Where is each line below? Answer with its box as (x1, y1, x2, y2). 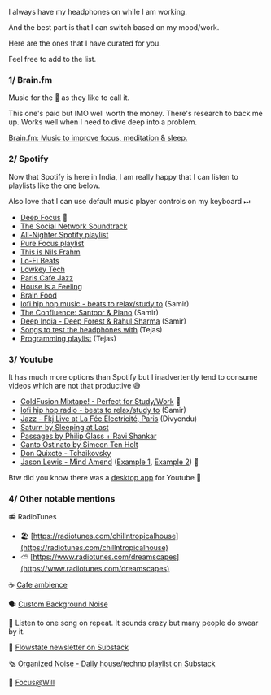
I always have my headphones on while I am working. (8, 7, 187, 16)
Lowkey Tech (20, 264, 65, 274)
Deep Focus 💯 (20, 212, 68, 222)
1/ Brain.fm (8, 74, 53, 85)
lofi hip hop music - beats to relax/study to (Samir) (20, 298, 190, 308)
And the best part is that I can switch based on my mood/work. (8, 23, 220, 32)
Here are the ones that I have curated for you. (8, 38, 161, 48)
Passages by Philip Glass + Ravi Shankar (20, 431, 157, 441)
